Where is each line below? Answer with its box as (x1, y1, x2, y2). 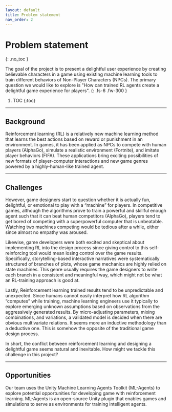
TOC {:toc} (12, 98, 36, 104)
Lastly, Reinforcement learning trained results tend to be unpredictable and (5, 287, 163, 293)
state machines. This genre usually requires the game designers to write (5, 266, 158, 272)
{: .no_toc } (5, 56, 29, 62)
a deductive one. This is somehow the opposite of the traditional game (5, 325, 154, 331)
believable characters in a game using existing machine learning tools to (5, 71, 158, 77)
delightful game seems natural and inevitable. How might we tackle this (5, 346, 156, 352)
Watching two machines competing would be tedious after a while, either (5, 224, 159, 230)
